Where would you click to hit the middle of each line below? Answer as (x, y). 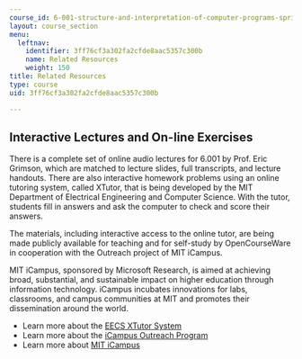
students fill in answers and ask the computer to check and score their (140, 207)
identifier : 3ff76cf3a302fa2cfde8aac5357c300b (114, 51)
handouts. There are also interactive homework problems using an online (145, 178)
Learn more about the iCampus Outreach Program (115, 336)
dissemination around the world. (69, 309)
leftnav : (34, 43)
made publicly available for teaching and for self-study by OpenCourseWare (150, 243)
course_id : (30, 18)
